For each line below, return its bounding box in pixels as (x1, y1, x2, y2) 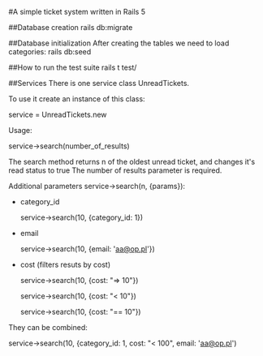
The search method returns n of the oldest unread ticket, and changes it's (8, 157, 256, 166)
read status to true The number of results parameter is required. (8, 165, 222, 175)
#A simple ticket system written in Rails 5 (8, 7, 146, 16)
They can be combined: (8, 323, 88, 332)
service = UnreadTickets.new (8, 109, 107, 119)
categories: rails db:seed (8, 47, 92, 56)
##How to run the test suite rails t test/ (8, 62, 137, 72)
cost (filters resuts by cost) (19, 259, 111, 269)
